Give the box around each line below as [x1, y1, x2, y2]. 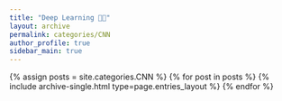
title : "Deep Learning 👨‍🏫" [9, 13, 111, 23]
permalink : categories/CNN [9, 30, 111, 39]
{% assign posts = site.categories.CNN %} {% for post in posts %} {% [9, 71, 270, 82]
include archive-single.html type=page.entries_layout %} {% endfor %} [9, 81, 274, 92]
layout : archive [9, 22, 70, 31]
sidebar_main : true [9, 47, 83, 56]
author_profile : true [9, 38, 91, 48]
